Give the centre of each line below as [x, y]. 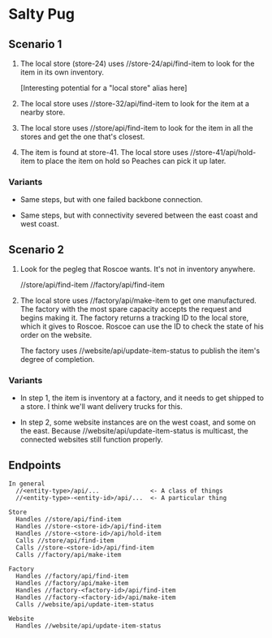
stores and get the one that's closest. [82, 136]
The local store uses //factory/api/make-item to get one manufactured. [138, 300]
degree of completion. [57, 360]
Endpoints [35, 465]
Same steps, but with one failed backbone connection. [111, 200]
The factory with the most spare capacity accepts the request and [131, 309]
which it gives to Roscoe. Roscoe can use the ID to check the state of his [142, 326]
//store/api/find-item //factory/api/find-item [92, 285]
